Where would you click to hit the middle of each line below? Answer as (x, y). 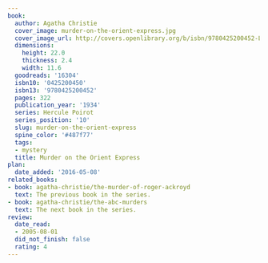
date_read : (33, 225)
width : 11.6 (42, 68)
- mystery (31, 150)
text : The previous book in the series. (83, 194)
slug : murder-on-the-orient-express (76, 127)
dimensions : (35, 46)
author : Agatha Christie (56, 23)
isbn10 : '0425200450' (51, 83)
